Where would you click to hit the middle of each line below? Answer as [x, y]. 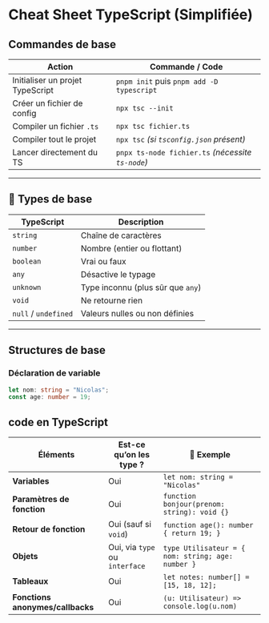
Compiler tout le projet [54, 139]
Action [60, 67]
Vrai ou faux [103, 261]
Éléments [56, 455]
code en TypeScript [58, 422]
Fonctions [32, 597]
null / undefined [43, 313]
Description [141, 222]
